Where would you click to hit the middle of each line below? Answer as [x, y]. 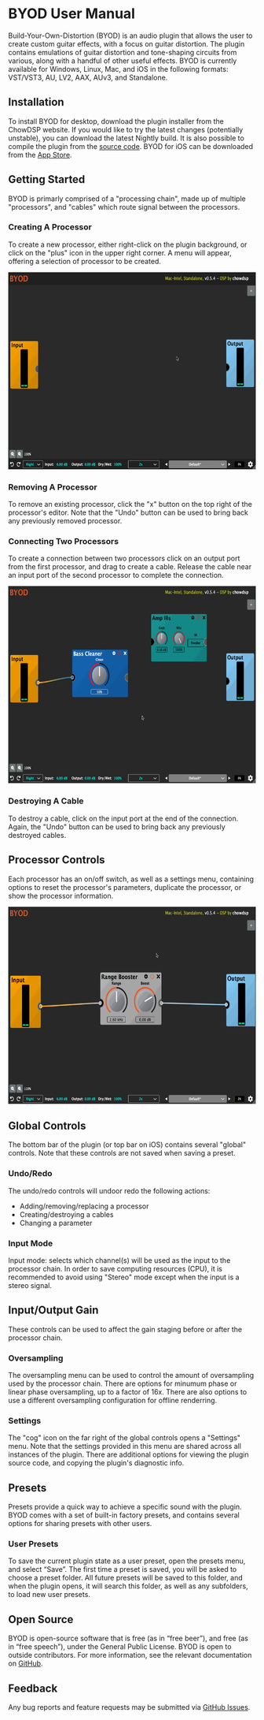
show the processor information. [61, 895]
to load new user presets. [49, 1595]
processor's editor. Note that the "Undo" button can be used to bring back [128, 512]
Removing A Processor [53, 487]
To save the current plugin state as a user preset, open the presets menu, [127, 1561]
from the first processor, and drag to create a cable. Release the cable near [130, 567]
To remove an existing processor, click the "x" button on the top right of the [130, 504]
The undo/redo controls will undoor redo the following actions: [109, 1190]
